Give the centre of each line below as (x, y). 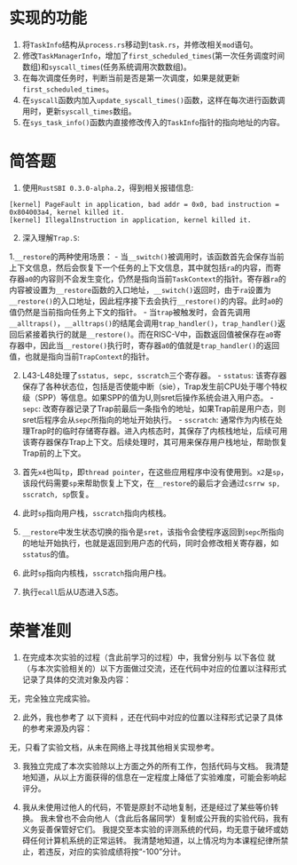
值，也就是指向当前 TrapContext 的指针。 (82, 356)
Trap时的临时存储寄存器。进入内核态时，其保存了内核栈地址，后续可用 (159, 431)
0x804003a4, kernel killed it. (67, 212)
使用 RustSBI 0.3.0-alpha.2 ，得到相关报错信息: (108, 187)
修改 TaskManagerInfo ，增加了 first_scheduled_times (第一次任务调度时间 (153, 55)
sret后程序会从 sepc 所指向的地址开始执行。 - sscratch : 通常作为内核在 (148, 419)
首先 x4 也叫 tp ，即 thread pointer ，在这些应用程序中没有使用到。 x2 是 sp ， (155, 472)
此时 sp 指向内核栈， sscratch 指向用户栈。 (96, 573)
